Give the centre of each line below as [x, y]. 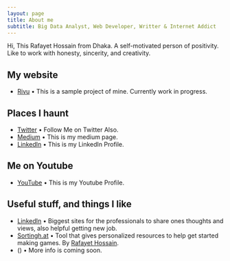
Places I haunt [38, 113]
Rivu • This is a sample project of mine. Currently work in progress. [112, 92]
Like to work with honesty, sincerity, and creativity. [79, 53]
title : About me [30, 20]
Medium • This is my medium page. [67, 137]
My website [33, 75]
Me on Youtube [40, 166]
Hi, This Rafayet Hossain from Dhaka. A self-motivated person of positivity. [113, 46]
